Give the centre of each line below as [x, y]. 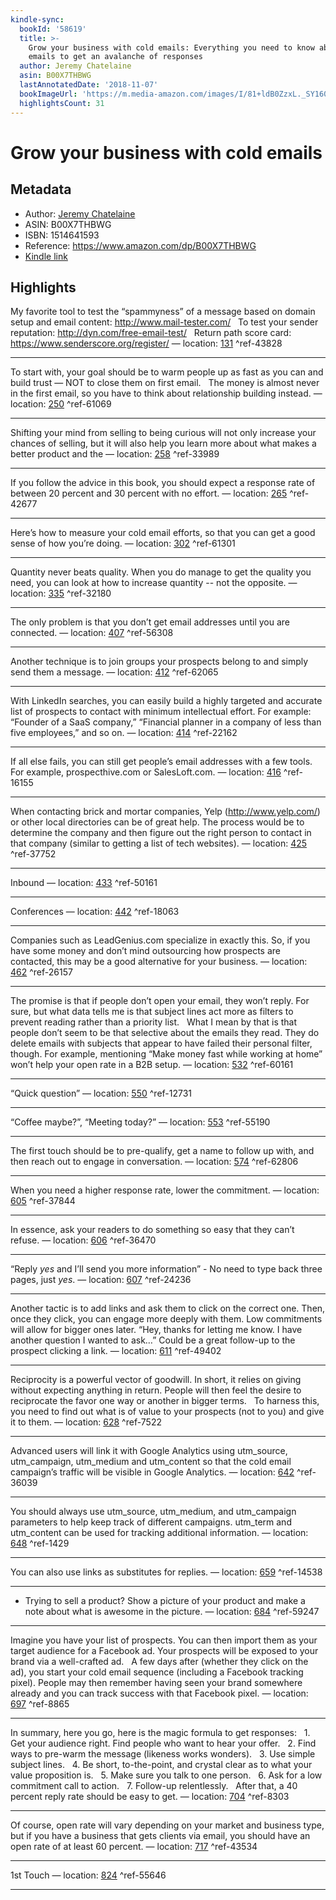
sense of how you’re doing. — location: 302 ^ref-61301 [123, 543]
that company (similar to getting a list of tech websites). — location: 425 [159, 843]
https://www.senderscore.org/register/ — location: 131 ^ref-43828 [146, 343]
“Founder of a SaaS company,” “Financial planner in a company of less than [166, 722]
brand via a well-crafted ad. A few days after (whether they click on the [159, 1662]
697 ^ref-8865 [40, 1704]
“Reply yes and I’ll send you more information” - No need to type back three [166, 1269]
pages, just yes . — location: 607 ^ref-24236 [101, 1280]
